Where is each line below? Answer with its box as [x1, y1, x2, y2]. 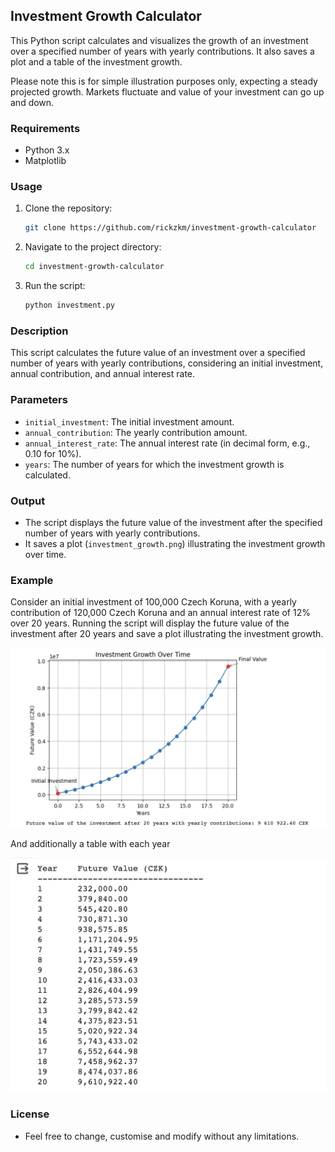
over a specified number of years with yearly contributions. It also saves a [10, 45, 315, 57]
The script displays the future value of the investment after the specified [24, 516, 323, 528]
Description [10, 324, 69, 338]
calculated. [24, 469, 71, 481]
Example [10, 573, 54, 587]
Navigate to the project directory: [24, 241, 162, 253]
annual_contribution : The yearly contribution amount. [24, 426, 248, 438]
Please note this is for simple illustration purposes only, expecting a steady [10, 75, 318, 87]
